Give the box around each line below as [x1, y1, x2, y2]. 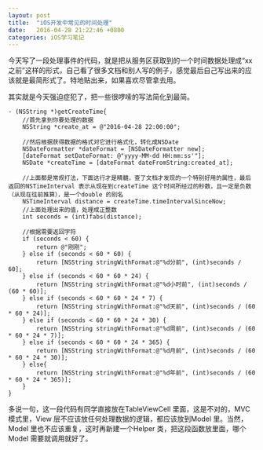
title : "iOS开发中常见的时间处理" [8, 19, 112, 27]
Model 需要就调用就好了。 [8, 434, 93, 444]
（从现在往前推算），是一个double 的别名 [8, 191, 124, 199]
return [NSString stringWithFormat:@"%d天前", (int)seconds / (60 [36, 303, 256, 311]
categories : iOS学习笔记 [8, 33, 85, 42]
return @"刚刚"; [36, 243, 87, 251]
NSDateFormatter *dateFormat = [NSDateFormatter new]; [22, 145, 206, 153]
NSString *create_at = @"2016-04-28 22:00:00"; [22, 123, 181, 131]
